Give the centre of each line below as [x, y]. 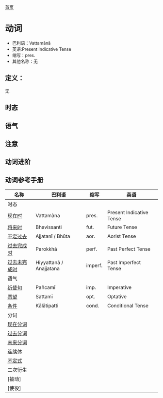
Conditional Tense [128, 306]
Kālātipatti [47, 306]
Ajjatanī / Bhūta [53, 236]
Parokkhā [46, 249]
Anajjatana [48, 268]
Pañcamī [46, 287]
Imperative [120, 287]
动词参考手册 [24, 180]
